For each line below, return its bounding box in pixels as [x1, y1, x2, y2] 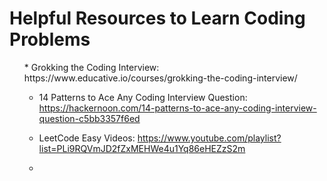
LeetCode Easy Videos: [38, 132, 136, 144]
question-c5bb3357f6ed [38, 112, 141, 124]
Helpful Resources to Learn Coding [9, 7, 306, 30]
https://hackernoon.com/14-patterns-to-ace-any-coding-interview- [38, 102, 317, 114]
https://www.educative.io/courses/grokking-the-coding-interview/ [23, 72, 298, 84]
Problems [9, 28, 91, 51]
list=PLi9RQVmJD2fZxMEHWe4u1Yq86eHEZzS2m [38, 142, 246, 154]
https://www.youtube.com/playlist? [137, 132, 282, 144]
